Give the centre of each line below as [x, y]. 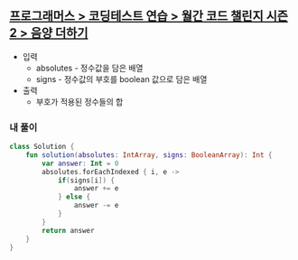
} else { [74, 197]
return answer [68, 230]
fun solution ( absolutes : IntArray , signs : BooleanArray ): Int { [149, 155]
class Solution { [42, 147]
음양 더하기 [59, 33]
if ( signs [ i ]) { [86, 180]
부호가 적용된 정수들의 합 [79, 101]
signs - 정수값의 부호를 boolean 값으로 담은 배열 [121, 79]
